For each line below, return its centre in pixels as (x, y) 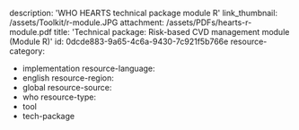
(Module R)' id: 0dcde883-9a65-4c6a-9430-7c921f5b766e (119, 41)
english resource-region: (68, 78)
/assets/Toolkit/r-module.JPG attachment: (87, 22)
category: (27, 51)
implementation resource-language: (88, 68)
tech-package (48, 116)
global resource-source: (67, 87)
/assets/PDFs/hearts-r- (209, 22)
